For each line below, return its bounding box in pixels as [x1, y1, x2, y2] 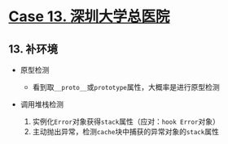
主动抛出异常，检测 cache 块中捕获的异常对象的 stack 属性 [32, 127, 220, 136]
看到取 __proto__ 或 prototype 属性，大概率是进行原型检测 [32, 83, 220, 91]
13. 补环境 [8, 42, 59, 56]
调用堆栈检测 [20, 100, 64, 109]
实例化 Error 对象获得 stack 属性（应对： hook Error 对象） [32, 116, 220, 126]
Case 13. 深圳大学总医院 [8, 7, 170, 26]
